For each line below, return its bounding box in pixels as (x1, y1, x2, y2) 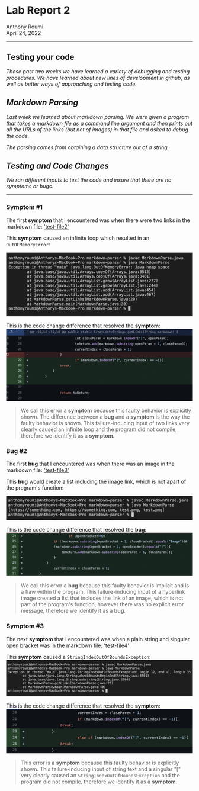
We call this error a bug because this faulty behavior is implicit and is (20, 582, 190, 589)
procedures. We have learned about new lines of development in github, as (6, 74, 190, 81)
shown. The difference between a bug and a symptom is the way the (20, 413, 190, 420)
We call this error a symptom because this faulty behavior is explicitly (20, 407, 191, 414)
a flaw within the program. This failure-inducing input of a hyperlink (20, 589, 185, 596)
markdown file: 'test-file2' (6, 223, 69, 230)
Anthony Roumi (6, 23, 44, 30)
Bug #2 (6, 446, 28, 455)
